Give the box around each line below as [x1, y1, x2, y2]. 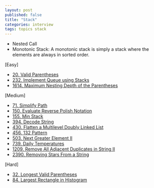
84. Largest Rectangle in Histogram [12, 177, 87, 183]
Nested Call [12, 41, 37, 47]
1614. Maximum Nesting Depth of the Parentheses [12, 83, 118, 89]
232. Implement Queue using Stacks [12, 77, 89, 83]
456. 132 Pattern [12, 129, 47, 136]
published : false [5, 12, 42, 17]
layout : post [5, 7, 33, 13]
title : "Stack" [5, 17, 37, 22]
